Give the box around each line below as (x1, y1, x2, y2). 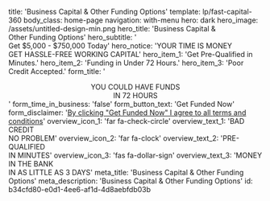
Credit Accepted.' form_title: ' (8, 67, 106, 76)
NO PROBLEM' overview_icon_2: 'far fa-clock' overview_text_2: (8, 133, 219, 143)
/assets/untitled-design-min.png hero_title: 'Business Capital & (8, 24, 216, 33)
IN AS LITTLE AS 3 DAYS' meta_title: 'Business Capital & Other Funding (8, 168, 244, 177)
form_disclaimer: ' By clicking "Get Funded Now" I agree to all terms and (8, 108, 247, 117)
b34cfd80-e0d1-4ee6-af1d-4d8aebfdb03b (8, 185, 152, 194)
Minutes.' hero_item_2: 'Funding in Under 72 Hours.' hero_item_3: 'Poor (8, 58, 244, 68)
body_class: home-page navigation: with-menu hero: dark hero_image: (23, 15, 259, 25)
